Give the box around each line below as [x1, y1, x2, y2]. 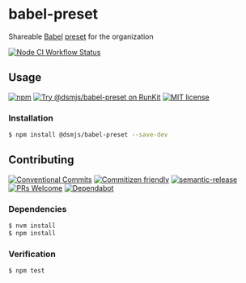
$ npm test [8, 267, 45, 275]
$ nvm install [8, 222, 57, 230]
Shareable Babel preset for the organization [8, 32, 154, 41]
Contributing [8, 153, 74, 167]
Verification [8, 248, 57, 260]
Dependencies [8, 203, 67, 214]
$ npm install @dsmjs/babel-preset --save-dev [8, 131, 168, 139]
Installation [8, 112, 54, 124]
